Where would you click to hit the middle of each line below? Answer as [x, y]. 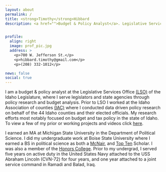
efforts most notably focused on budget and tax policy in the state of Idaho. [82, 118]
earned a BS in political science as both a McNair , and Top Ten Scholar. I [79, 143]
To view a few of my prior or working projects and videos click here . [74, 124]
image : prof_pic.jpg [31, 46]
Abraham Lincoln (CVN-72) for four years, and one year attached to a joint [81, 159]
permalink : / [19, 14]
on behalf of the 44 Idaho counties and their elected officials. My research [81, 113]
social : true [19, 78]
